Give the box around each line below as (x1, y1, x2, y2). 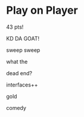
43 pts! (6, 23, 24, 30)
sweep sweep (6, 46, 41, 54)
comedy (6, 104, 27, 111)
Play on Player (6, 4, 79, 17)
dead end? (6, 69, 33, 76)
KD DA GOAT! (6, 35, 40, 42)
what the (6, 58, 28, 65)
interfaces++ (6, 81, 38, 88)
